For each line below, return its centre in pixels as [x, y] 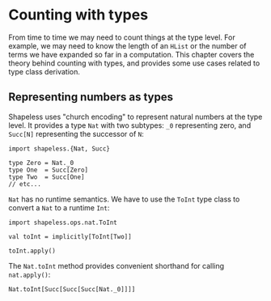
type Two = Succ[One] [47, 177]
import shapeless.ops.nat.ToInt [63, 223]
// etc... [25, 184]
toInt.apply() [32, 251]
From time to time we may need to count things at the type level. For [122, 37]
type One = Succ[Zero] [49, 170]
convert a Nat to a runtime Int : [59, 207]
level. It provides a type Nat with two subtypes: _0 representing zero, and [130, 125]
